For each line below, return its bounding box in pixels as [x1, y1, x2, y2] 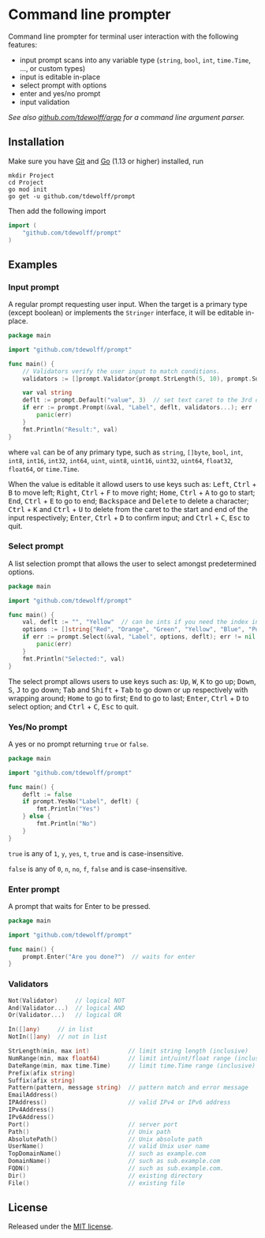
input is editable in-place [19, 72, 101, 81]
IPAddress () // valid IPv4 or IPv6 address [8, 1098, 231, 1106]
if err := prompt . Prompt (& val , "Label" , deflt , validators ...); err [22, 404, 252, 412]
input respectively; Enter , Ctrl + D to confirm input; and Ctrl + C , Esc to [8, 513, 250, 522]
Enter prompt [8, 884, 61, 895]
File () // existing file [8, 1179, 185, 1187]
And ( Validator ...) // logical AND [8, 1004, 125, 1012]
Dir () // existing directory [8, 1172, 203, 1180]
